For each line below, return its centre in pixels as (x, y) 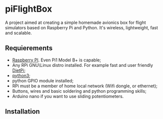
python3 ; (21, 75)
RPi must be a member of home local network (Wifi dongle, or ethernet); (85, 86)
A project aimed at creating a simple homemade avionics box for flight (76, 22)
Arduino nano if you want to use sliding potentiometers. (68, 96)
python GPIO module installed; (43, 80)
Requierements (29, 48)
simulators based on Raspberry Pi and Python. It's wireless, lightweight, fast (81, 27)
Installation (22, 111)
